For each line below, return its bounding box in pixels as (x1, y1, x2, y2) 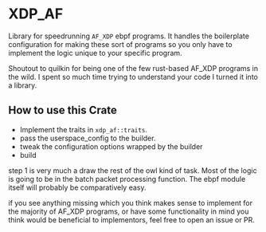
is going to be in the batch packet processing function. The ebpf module (8, 174, 246, 183)
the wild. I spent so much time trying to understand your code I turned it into (8, 72, 259, 81)
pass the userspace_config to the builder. (19, 133, 156, 143)
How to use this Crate (8, 104, 117, 117)
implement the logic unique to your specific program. (8, 48, 182, 57)
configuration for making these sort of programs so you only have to (8, 39, 233, 49)
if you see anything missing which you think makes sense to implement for (8, 198, 253, 207)
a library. (8, 81, 37, 90)
